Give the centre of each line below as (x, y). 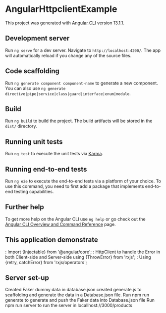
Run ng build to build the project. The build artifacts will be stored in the (79, 121)
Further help (25, 207)
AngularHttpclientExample (61, 9)
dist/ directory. (21, 126)
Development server (37, 38)
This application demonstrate (52, 240)
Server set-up (27, 278)
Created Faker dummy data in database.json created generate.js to (73, 290)
